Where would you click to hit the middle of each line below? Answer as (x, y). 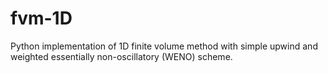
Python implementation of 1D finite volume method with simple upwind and (164, 46)
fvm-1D (41, 18)
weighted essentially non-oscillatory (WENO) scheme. (121, 56)
